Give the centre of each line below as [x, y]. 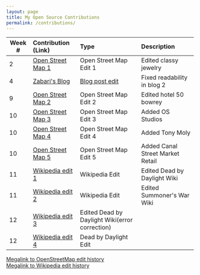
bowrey [151, 102]
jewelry [151, 68]
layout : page [22, 12]
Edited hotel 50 [162, 95]
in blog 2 [153, 85]
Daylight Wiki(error [106, 220]
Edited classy [160, 60]
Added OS [155, 112]
